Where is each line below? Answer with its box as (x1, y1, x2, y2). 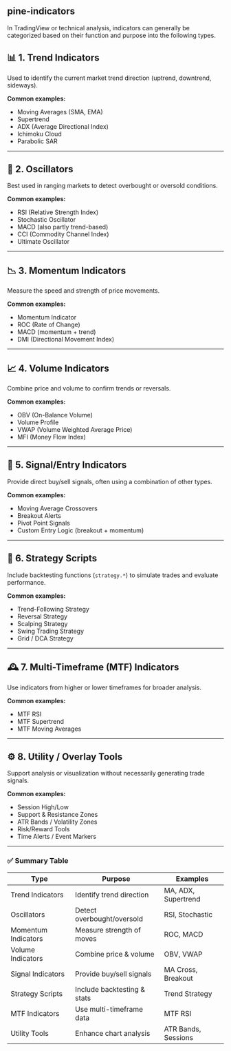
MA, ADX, (164, 885, 195, 895)
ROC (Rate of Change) (16, 320, 80, 329)
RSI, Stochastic (164, 909, 213, 919)
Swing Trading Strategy (16, 627, 85, 635)
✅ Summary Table (7, 856, 69, 866)
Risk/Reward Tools (16, 825, 70, 833)
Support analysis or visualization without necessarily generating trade (7, 769, 205, 778)
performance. (7, 578, 46, 586)
